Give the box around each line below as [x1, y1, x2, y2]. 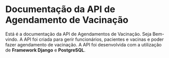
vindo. [5, 36, 19, 42]
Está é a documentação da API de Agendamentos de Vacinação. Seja [5, 31, 152, 37]
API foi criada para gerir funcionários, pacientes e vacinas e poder [24, 36, 164, 42]
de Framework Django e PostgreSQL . [5, 47, 86, 53]
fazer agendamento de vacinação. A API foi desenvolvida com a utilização [5, 41, 162, 47]
